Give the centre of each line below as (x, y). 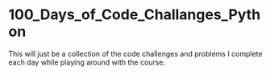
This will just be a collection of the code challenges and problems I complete (135, 53)
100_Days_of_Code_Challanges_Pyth (135, 15)
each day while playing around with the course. (87, 62)
